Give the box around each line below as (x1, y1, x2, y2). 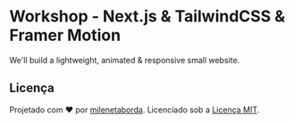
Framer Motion (9, 25, 122, 45)
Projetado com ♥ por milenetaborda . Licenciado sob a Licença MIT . (9, 104, 260, 115)
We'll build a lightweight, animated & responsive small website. (9, 54, 240, 65)
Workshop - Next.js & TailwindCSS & (9, 6, 286, 27)
